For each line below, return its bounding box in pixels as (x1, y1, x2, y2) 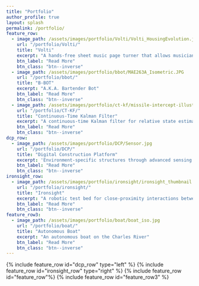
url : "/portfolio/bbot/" (17, 74, 78, 80)
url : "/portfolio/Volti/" (17, 42, 81, 48)
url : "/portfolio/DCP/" (17, 146, 76, 152)
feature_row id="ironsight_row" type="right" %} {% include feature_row (6, 267, 182, 275)
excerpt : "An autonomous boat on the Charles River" (17, 234, 150, 240)
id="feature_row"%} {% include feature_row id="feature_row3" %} (6, 274, 169, 281)
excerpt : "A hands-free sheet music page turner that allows (17, 53, 171, 58)
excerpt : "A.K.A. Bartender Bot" (17, 86, 99, 92)
